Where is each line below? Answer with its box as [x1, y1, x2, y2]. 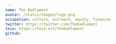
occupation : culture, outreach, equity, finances [5, 17, 111, 22]
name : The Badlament [5, 7, 49, 13]
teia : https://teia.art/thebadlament [5, 26, 84, 31]
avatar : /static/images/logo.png [5, 12, 75, 17]
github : [5, 31, 22, 36]
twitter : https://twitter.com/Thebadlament [5, 21, 98, 27]
